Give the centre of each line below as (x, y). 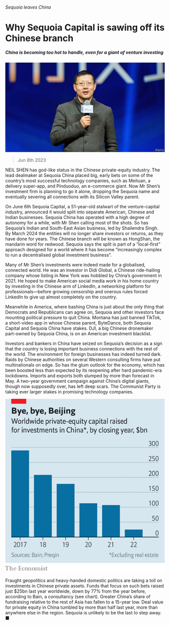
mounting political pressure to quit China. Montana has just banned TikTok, (83, 318)
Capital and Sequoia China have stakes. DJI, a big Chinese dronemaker (79, 328)
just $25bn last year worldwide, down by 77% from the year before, (76, 591)
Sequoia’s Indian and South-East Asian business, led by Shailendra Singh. (82, 228)
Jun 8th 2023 (32, 160)
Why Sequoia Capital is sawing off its (85, 27)
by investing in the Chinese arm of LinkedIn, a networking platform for (78, 286)
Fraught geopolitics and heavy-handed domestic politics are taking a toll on (84, 581)
